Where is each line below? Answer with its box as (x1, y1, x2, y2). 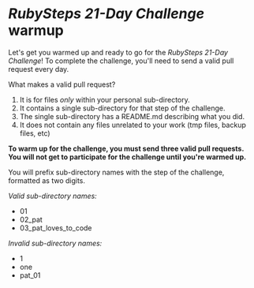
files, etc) (19, 128, 50, 138)
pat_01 (19, 270, 41, 280)
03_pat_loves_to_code (19, 223, 92, 233)
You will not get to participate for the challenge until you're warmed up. (8, 151, 247, 162)
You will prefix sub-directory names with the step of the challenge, (8, 167, 225, 177)
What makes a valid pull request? (8, 80, 116, 89)
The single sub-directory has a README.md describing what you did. (19, 111, 245, 121)
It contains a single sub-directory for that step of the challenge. (19, 103, 226, 113)
